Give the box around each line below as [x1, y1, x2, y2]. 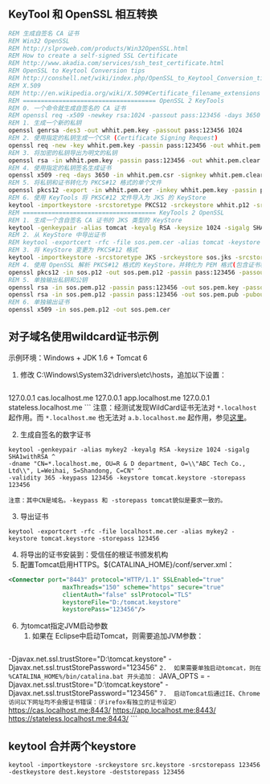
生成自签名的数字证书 [19, 429, 91, 439]
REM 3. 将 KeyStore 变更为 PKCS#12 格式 [8, 246, 138, 255]
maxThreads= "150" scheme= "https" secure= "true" [62, 583, 225, 591]
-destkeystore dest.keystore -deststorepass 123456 [8, 768, 185, 777]
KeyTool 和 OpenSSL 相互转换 [8, 7, 158, 22]
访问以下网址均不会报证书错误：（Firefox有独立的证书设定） [8, 698, 181, 707]
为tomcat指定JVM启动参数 [19, 621, 108, 631]
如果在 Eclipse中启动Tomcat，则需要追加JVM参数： [31, 631, 204, 641]
